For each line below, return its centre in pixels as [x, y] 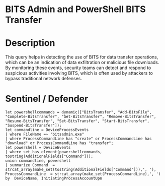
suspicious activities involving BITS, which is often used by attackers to [79, 73]
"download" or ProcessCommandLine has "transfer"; [59, 143]
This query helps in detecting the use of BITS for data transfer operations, [82, 57]
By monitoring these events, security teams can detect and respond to [78, 68]
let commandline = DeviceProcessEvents [47, 130]
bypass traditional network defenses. [44, 79]
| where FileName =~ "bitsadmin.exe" [45, 135]
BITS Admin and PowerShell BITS [75, 9]
